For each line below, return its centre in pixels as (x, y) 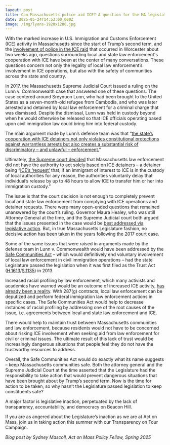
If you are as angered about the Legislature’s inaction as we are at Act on (81, 417)
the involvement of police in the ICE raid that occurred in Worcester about (82, 49)
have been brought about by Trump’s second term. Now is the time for (78, 381)
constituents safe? (25, 392)
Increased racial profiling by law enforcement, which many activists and (80, 281)
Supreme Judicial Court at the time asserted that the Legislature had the (80, 370)
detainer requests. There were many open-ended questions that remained (82, 207)
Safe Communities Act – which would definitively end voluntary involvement (84, 254)
